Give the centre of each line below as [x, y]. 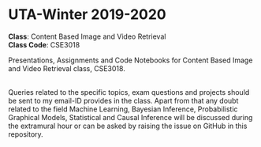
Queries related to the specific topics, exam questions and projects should [129, 92]
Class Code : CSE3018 [44, 44]
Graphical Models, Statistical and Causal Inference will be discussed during [130, 117]
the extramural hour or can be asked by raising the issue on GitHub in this [128, 126]
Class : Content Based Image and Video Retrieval [87, 36]
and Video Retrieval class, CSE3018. [67, 68]
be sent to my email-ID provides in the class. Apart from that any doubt [123, 100]
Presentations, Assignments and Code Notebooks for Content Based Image [130, 60]
